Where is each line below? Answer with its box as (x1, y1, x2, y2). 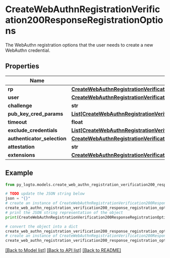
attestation (8, 143, 35, 150)
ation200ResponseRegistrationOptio (5, 14, 163, 26)
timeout (8, 118, 27, 125)
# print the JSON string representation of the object (5, 210, 123, 215)
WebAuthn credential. (5, 47, 51, 53)
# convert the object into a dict (5, 224, 78, 229)
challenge (8, 102, 32, 109)
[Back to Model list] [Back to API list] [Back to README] (5, 247, 121, 253)
